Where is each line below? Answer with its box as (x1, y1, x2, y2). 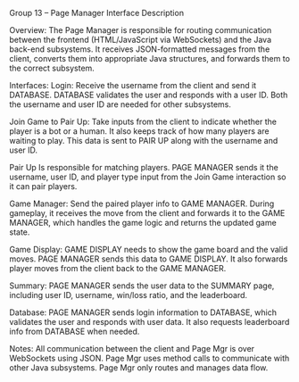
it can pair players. (9, 181, 78, 191)
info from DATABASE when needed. (9, 326, 140, 336)
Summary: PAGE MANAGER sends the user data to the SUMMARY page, (9, 280, 275, 291)
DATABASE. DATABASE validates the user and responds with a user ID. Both (9, 89, 288, 100)
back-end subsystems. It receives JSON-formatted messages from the (9, 44, 270, 54)
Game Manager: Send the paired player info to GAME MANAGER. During (9, 198, 275, 209)
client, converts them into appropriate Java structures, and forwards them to (9, 54, 290, 63)
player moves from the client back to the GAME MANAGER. (9, 263, 227, 273)
